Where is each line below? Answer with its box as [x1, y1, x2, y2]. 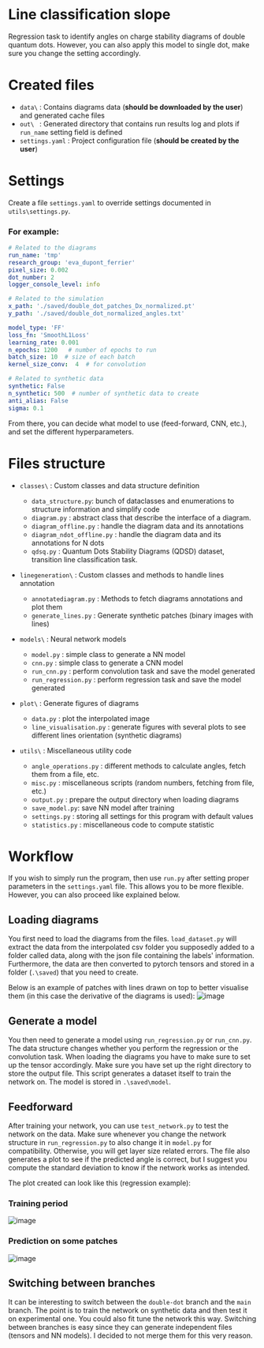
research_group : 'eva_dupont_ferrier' [8, 258, 136, 266]
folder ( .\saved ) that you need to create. [8, 967, 139, 977]
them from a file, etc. [31, 769, 100, 779]
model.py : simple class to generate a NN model [31, 649, 186, 659]
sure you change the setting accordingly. [8, 48, 141, 58]
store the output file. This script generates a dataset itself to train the [8, 1068, 232, 1079]
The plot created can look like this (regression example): [8, 1178, 191, 1188]
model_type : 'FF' [8, 324, 65, 332]
